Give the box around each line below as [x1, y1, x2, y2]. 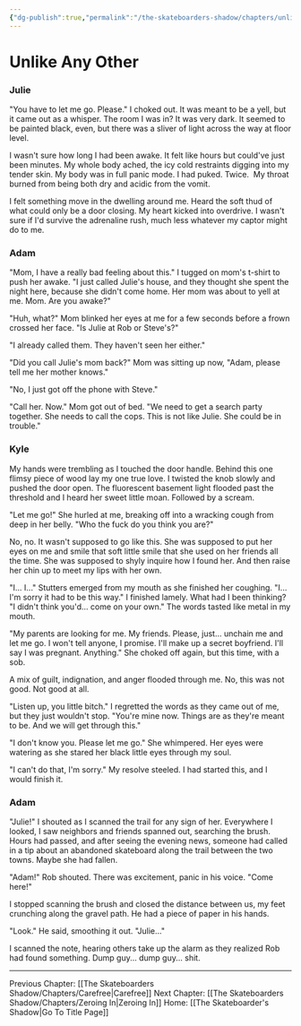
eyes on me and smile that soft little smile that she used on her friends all [9, 546, 279, 556]
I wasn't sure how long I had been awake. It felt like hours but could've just [9, 150, 285, 161]
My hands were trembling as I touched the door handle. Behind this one [9, 463, 273, 474]
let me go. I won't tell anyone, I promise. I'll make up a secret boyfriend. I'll [9, 637, 284, 648]
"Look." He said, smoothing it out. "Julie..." [9, 926, 166, 936]
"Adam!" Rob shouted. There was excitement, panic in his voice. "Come [9, 872, 273, 883]
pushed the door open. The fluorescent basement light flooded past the [9, 482, 274, 493]
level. [9, 133, 30, 143]
